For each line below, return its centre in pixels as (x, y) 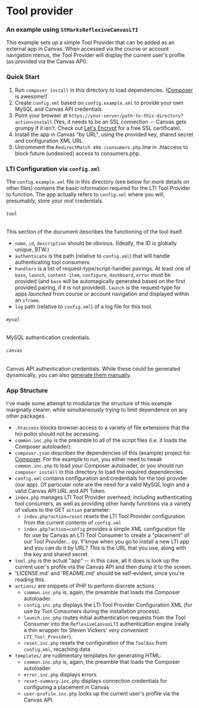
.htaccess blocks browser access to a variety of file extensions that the (102, 427)
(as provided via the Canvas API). (47, 61)
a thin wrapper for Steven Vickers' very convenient (86, 630)
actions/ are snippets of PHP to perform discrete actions (84, 586)
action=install (34, 122)
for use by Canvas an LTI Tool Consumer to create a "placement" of (106, 535)
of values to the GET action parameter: (63, 510)
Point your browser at (41, 115)
